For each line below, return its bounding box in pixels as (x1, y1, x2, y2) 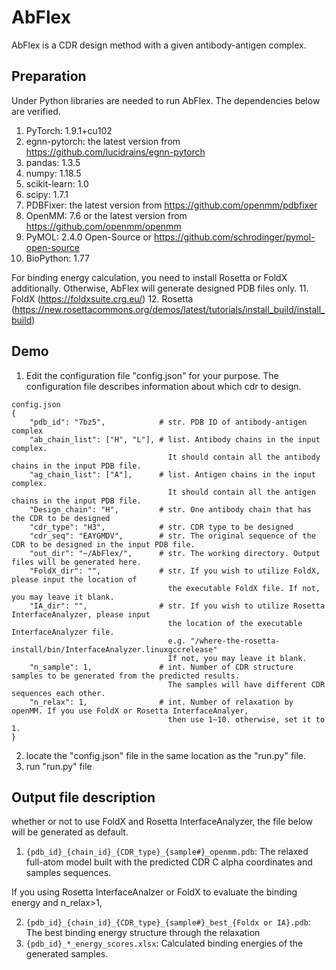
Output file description (11, 789, 156, 806)
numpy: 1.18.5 (25, 167, 82, 179)
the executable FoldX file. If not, (167, 583, 321, 593)
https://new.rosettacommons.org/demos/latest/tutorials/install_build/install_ (14, 303, 326, 315)
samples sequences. (25, 867, 112, 879)
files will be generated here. (11, 557, 142, 567)
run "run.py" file (25, 760, 93, 772)
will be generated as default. (11, 826, 129, 838)
